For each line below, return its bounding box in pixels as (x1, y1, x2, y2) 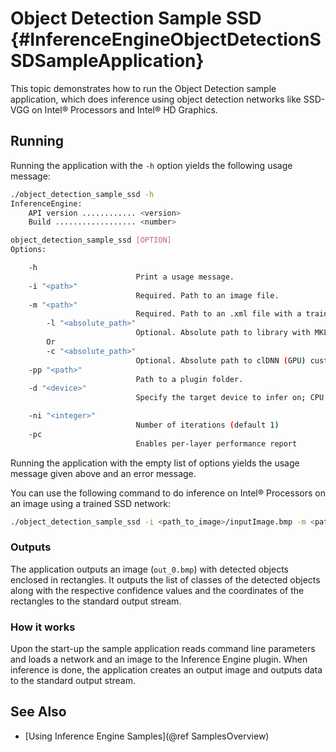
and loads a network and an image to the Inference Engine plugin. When (10, 653, 308, 666)
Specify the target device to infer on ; (135, 393, 307, 403)
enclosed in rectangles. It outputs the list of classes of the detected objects (10, 573, 321, 586)
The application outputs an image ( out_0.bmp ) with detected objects (10, 563, 289, 575)
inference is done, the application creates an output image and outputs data (10, 664, 323, 676)
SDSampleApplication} (10, 50, 205, 72)
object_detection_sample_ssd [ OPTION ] (10, 235, 172, 246)
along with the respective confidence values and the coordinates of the (10, 584, 305, 596)
